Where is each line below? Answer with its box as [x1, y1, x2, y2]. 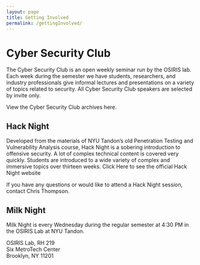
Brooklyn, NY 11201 [6, 252, 54, 259]
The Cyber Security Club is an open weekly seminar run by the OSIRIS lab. [6, 66, 192, 73]
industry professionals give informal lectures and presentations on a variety [6, 79, 195, 87]
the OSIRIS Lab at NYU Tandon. [6, 227, 85, 235]
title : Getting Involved [6, 15, 69, 21]
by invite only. [6, 92, 41, 99]
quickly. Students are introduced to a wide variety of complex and [6, 157, 170, 164]
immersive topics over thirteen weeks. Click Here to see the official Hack [6, 163, 187, 170]
